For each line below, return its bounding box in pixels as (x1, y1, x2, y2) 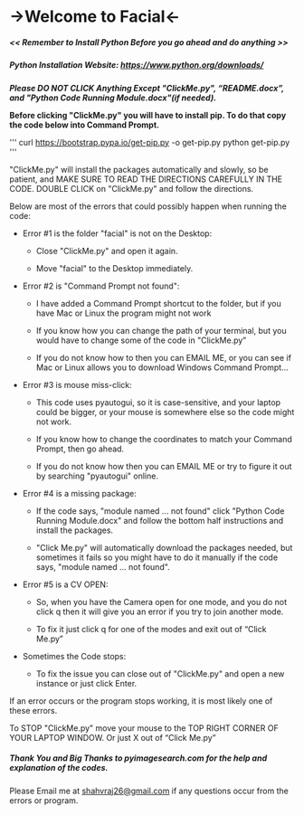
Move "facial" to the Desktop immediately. (35, 262, 194, 273)
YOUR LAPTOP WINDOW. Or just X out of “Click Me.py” (9, 732, 216, 743)
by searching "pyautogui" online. (35, 470, 158, 481)
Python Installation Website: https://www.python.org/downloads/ (9, 60, 264, 71)
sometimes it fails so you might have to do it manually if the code (35, 552, 279, 563)
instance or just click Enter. (35, 678, 138, 688)
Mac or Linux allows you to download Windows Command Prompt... (35, 362, 289, 373)
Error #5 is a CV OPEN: (22, 579, 109, 590)
